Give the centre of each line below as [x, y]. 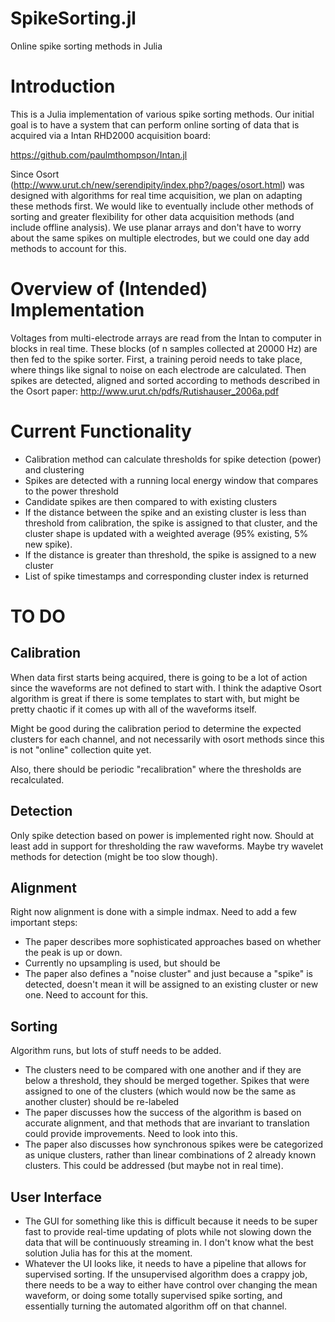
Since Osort [35, 174]
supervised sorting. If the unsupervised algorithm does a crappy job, [166, 1274]
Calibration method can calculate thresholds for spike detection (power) [173, 459]
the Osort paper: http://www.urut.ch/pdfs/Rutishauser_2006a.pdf [145, 391]
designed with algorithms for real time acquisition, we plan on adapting [156, 195]
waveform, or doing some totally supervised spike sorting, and [153, 1295]
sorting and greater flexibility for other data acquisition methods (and [152, 216]
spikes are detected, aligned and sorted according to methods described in [165, 380]
